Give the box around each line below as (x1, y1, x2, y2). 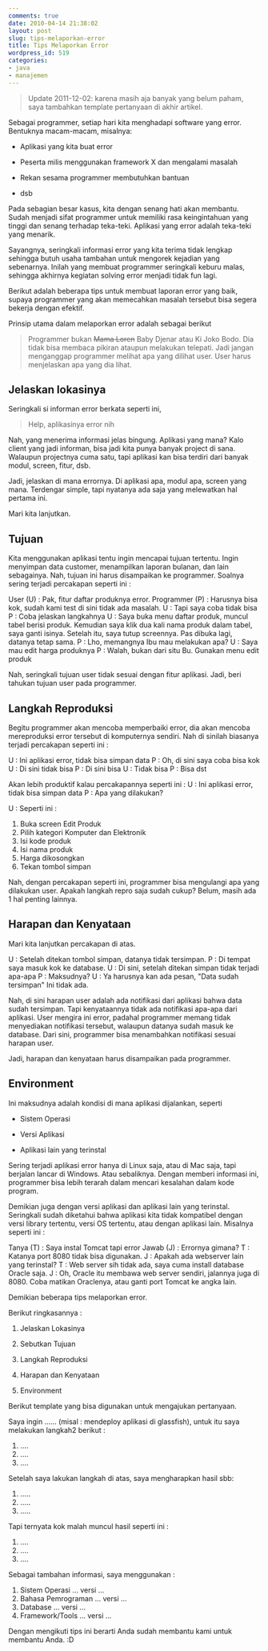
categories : (8, 57, 48, 65)
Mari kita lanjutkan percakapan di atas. (8, 939, 136, 948)
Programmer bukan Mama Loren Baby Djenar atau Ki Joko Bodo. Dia (27, 334, 254, 343)
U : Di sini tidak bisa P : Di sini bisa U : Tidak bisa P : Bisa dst (8, 764, 207, 774)
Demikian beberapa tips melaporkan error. (8, 1292, 148, 1302)
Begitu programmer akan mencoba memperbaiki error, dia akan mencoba (8, 723, 250, 732)
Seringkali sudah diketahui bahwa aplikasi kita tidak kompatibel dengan (8, 1210, 243, 1219)
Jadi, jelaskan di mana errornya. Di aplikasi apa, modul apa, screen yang (8, 477, 247, 486)
